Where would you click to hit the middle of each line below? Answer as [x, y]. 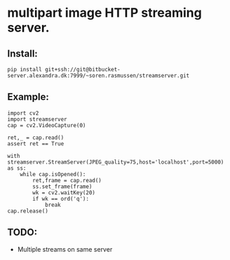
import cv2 [23, 113]
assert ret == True [36, 144]
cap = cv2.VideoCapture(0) [47, 125]
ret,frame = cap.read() [67, 180]
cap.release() [28, 211]
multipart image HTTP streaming [104, 13]
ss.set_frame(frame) [62, 187]
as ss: [17, 168]
